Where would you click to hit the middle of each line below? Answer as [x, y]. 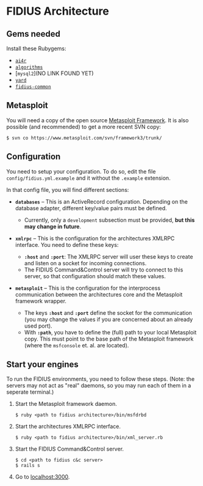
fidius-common [33, 87]
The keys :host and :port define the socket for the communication [108, 312]
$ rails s [28, 466]
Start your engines [42, 365]
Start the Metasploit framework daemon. [66, 404]
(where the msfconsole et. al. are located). [77, 345]
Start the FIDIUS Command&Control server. [69, 449]
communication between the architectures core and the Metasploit [99, 294]
